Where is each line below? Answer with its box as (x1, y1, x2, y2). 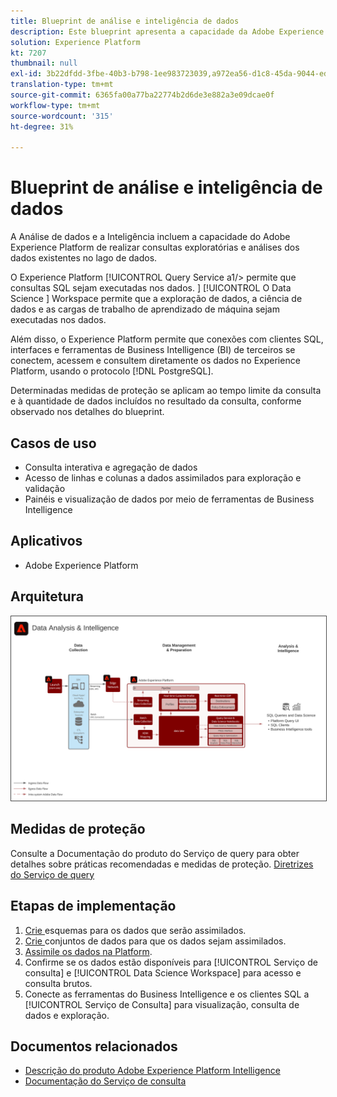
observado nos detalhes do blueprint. (10, 406, 165, 418)
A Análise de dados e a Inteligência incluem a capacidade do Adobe (10, 231, 291, 243)
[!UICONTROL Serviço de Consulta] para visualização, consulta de (24, 998, 300, 1010)
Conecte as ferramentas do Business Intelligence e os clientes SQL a (24, 988, 310, 1000)
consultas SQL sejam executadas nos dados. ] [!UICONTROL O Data (10, 282, 292, 294)
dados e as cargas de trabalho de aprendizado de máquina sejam (10, 303, 280, 315)
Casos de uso (10, 435, 97, 452)
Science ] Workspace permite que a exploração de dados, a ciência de (10, 293, 303, 305)
